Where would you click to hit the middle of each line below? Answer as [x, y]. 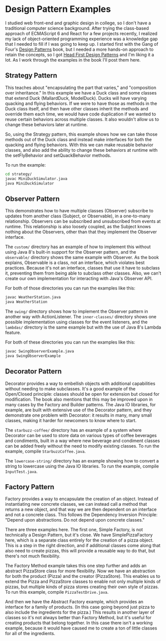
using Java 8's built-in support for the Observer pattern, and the [71, 252]
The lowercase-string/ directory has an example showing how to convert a [82, 460]
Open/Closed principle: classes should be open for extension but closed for [82, 394]
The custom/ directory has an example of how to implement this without [78, 247]
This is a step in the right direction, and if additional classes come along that [83, 546]
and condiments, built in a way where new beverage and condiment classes [83, 441]
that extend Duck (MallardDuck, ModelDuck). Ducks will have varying [76, 98]
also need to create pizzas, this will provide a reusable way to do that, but [80, 551]
